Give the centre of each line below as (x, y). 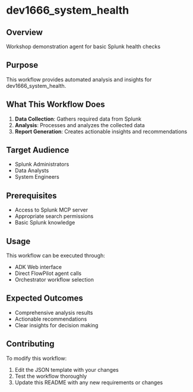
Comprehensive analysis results (54, 312)
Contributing (30, 344)
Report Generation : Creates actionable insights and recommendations (101, 131)
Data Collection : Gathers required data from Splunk (78, 119)
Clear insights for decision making (56, 325)
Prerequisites (31, 196)
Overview (25, 32)
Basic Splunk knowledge (45, 223)
